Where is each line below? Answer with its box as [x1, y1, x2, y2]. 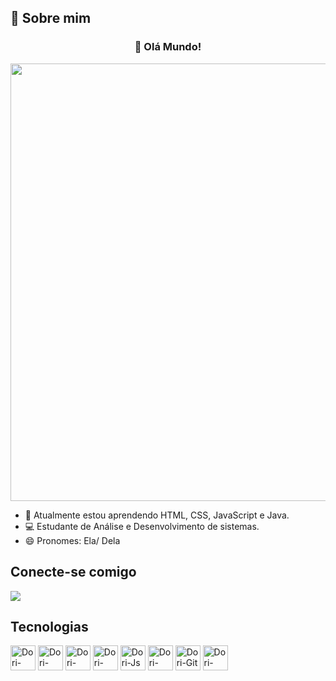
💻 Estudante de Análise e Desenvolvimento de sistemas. [24, 520, 260, 532]
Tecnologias [10, 618, 89, 635]
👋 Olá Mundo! [134, 40, 202, 54]
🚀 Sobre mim [10, 10, 92, 27]
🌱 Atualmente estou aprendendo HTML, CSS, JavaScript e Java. [24, 509, 290, 521]
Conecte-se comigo [10, 564, 137, 581]
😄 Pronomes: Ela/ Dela [24, 534, 121, 546]
